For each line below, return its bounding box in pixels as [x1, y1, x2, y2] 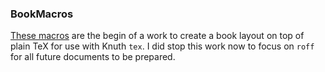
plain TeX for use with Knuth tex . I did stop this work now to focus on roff [10, 40, 315, 52]
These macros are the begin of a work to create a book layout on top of [10, 30, 305, 42]
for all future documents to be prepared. [10, 51, 176, 63]
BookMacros [10, 7, 74, 21]
